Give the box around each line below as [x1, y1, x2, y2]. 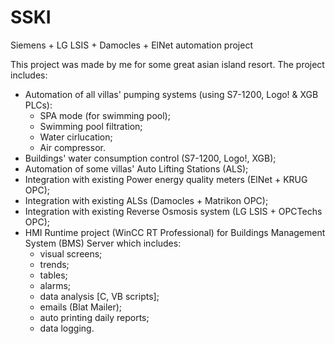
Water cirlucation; [39, 131, 113, 143]
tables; [39, 269, 68, 281]
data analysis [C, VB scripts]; [39, 290, 160, 302]
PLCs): [24, 99, 53, 111]
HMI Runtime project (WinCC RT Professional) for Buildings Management [24, 226, 326, 238]
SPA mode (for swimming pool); [39, 109, 171, 121]
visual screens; [39, 247, 103, 260]
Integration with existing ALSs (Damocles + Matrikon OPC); [24, 194, 269, 206]
